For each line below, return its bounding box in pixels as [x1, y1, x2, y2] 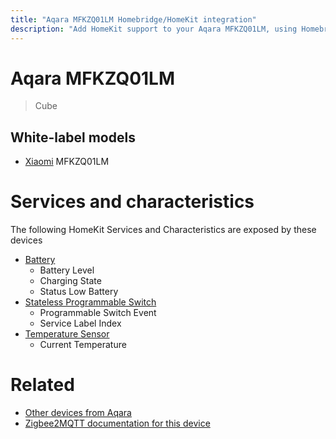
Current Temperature [39, 339, 127, 351]
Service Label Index [39, 317, 122, 330]
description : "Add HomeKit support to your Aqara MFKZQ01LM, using [10, 24, 298, 34]
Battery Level [39, 264, 95, 276]
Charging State [39, 275, 102, 287]
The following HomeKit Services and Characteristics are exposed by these [10, 224, 317, 236]
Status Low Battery [39, 286, 119, 298]
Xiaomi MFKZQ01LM [24, 156, 110, 168]
